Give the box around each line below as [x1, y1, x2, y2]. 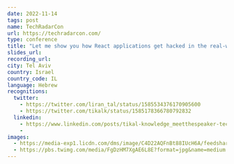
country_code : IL [7, 75, 58, 82]
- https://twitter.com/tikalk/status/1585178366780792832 [19, 107, 192, 114]
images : [7, 133, 30, 140]
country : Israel [7, 68, 54, 75]
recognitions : [7, 88, 49, 95]
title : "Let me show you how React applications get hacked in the [7, 43, 208, 50]
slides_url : [7, 50, 42, 57]
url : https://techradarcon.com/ [7, 29, 101, 37]
